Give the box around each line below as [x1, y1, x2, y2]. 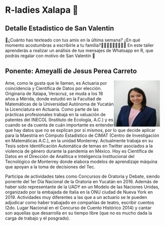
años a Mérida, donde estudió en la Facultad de [5, 96, 102, 101]
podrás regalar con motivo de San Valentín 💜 [5, 53, 95, 59]
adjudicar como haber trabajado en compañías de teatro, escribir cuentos [5, 199, 154, 205]
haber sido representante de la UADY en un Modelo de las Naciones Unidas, [5, 184, 160, 190]
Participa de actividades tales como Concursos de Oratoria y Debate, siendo [5, 173, 160, 179]
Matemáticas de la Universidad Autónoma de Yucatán [5, 101, 114, 107]
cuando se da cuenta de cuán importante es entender [5, 122, 114, 128]
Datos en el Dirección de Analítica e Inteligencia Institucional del [5, 153, 135, 159]
